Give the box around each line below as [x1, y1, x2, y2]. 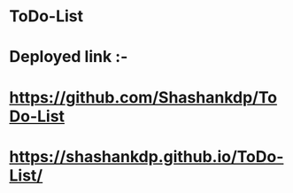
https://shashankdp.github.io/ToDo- [9, 146, 284, 166]
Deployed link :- [9, 47, 128, 67]
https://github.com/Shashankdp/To [9, 87, 277, 107]
